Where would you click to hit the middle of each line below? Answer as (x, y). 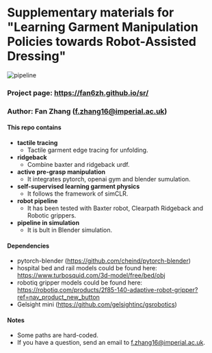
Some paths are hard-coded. (58, 335)
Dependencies (28, 246)
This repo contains (34, 127)
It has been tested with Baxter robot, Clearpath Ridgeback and (115, 208)
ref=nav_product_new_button (58, 297)
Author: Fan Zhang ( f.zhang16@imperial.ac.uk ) (87, 111)
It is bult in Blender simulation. (70, 230)
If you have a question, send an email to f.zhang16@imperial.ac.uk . (111, 343)
